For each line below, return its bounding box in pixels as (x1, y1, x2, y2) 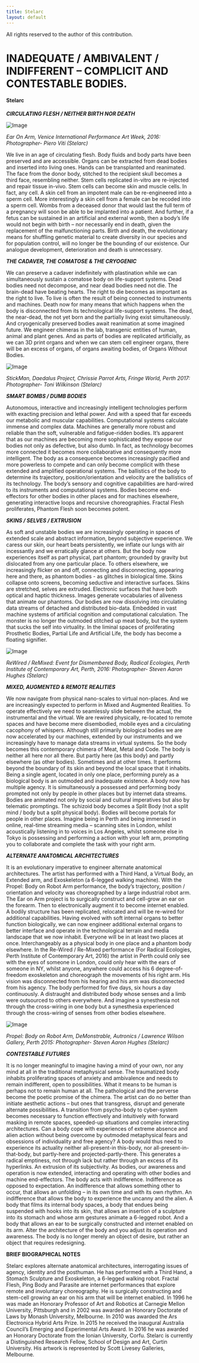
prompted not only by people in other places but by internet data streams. (6, 790, 187, 797)
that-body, (6, 1150, 32, 1157)
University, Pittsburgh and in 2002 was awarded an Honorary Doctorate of (6, 1306, 188, 1314)
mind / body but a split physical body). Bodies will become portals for (6, 809, 176, 816)
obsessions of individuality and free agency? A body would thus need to (6, 1138, 183, 1145)
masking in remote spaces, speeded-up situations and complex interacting (6, 1119, 189, 1126)
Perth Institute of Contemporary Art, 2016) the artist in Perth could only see (6, 952, 190, 960)
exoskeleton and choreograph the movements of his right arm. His (28, 971, 191, 978)
